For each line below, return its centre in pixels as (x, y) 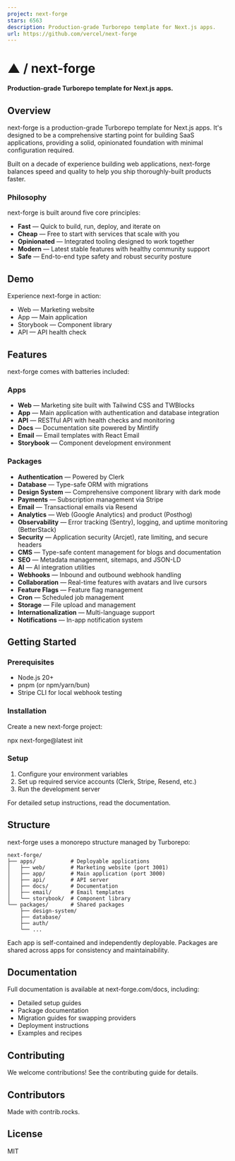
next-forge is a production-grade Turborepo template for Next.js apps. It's (115, 128)
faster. (17, 179)
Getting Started (42, 642)
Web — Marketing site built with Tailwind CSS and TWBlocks (106, 405)
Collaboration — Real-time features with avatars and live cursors (112, 582)
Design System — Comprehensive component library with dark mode (119, 492)
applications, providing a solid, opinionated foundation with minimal (105, 143)
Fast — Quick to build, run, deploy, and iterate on (89, 227)
